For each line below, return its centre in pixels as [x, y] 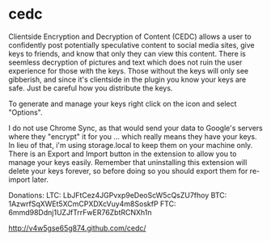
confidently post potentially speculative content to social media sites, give [131, 44]
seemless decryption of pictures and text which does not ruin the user [125, 62]
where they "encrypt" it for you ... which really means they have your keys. [133, 136]
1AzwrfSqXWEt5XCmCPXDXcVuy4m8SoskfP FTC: [92, 204]
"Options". [25, 112]
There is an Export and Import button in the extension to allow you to [123, 154]
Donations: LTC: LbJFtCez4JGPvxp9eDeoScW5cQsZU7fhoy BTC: [118, 195]
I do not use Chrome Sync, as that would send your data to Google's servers [135, 128]
